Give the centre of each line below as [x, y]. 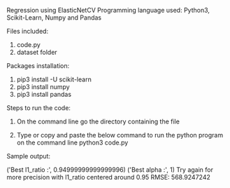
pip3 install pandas [44, 94]
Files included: [28, 31]
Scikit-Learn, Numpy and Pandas [54, 18]
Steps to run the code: [39, 108]
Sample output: [28, 156]
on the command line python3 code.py [72, 142]
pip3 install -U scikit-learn [54, 79]
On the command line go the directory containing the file [98, 121]
